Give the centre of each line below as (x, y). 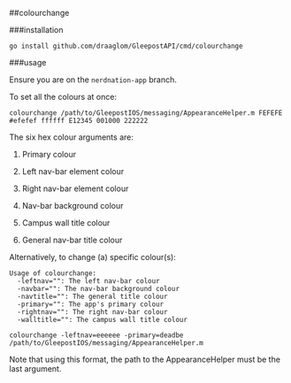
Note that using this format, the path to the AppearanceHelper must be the (145, 359)
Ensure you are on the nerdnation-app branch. (93, 80)
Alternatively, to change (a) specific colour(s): (93, 257)
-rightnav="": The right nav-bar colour (92, 312)
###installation (36, 30)
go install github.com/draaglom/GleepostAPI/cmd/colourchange (126, 46)
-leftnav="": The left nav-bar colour (89, 281)
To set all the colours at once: (63, 97)
